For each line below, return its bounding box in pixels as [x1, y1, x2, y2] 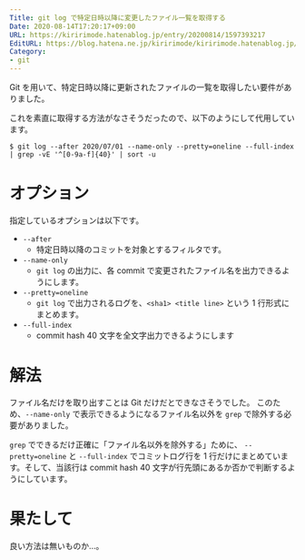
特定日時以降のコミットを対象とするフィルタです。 [35, 243, 227, 255]
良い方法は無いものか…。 [9, 540, 104, 551]
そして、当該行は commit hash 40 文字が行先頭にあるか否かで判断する [24, 462, 288, 473]
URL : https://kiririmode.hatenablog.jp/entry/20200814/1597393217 [9, 30, 266, 39]
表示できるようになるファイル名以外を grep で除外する [80, 408, 284, 419]
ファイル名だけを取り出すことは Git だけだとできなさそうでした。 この [9, 397, 273, 408]
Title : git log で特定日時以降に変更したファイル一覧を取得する [9, 13, 226, 23]
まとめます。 [35, 309, 84, 320]
